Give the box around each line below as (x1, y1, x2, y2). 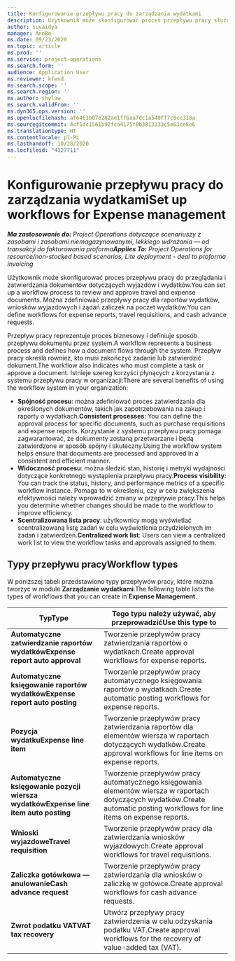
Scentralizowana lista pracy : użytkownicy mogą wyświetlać (17, 516, 192, 524)
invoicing (7, 260, 34, 268)
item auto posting (10, 808, 71, 818)
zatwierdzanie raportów (10, 638, 93, 647)
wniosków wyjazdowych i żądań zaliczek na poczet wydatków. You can (7, 302, 211, 311)
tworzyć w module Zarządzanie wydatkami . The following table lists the (7, 584, 215, 593)
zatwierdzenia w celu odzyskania (104, 916, 213, 926)
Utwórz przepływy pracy (104, 907, 185, 917)
